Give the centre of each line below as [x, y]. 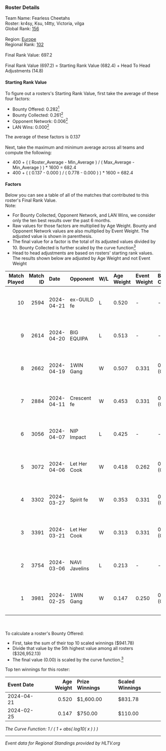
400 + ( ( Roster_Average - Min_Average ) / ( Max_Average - [73, 162]
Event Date [21, 685]
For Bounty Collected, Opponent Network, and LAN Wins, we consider [84, 215]
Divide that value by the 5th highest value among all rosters [73, 648]
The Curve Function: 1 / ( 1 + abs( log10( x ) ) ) [52, 729]
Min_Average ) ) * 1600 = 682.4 [44, 168]
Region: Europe [21, 39]
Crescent [81, 398]
